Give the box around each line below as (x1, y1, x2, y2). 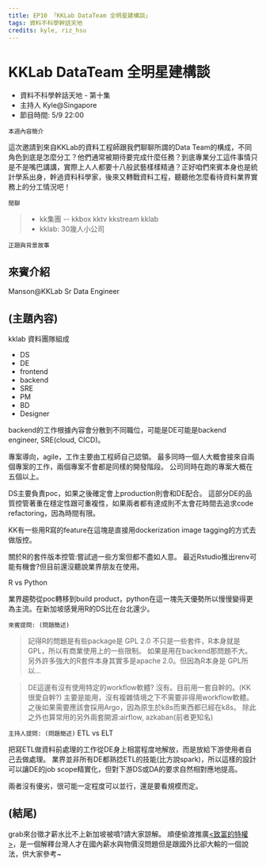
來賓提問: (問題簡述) (8, 621, 70, 629)
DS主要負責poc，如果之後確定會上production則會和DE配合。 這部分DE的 (8, 488, 245, 498)
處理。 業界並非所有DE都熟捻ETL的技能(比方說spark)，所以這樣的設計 (28, 754, 257, 764)
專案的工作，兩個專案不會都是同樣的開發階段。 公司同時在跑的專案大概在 (14, 461, 253, 471)
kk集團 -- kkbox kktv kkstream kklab (39, 215, 159, 224)
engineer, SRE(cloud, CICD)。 (8, 435, 105, 444)
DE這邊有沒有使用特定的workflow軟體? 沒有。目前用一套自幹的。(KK (27, 682, 252, 692)
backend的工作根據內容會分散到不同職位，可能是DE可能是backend (8, 425, 227, 434)
